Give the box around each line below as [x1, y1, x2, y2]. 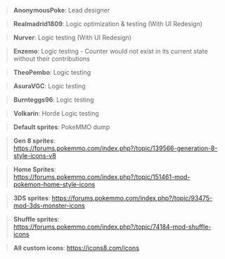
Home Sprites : [13, 165, 57, 174]
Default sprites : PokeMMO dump [13, 123, 110, 131]
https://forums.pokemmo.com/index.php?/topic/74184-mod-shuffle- [13, 222, 212, 231]
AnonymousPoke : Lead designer [13, 6, 110, 14]
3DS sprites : [13, 194, 51, 202]
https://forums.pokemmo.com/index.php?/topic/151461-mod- [13, 173, 191, 181]
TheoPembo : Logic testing [13, 68, 91, 76]
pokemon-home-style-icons [13, 180, 96, 188]
